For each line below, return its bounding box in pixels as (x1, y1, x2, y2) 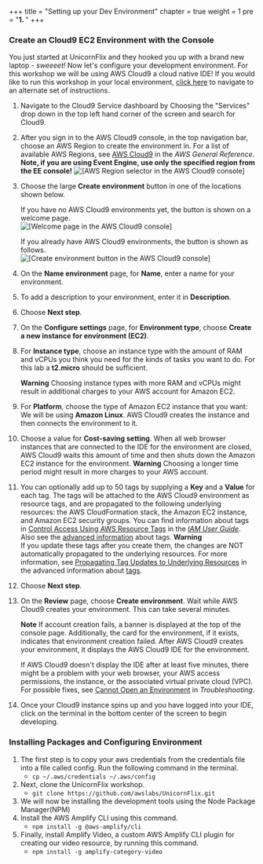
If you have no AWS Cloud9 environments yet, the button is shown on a (20, 205, 251, 214)
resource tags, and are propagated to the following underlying (20, 499, 222, 509)
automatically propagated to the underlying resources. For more (20, 549, 228, 558)
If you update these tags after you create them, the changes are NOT (20, 541, 244, 551)
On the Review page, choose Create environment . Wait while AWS (20, 596, 238, 606)
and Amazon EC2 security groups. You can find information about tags (20, 516, 250, 525)
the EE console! (20, 167, 73, 176)
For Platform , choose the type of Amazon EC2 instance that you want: (20, 402, 248, 412)
